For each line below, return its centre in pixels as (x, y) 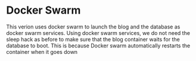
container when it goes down (42, 52)
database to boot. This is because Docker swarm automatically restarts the (98, 46)
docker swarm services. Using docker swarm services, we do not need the (98, 33)
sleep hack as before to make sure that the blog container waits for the (93, 39)
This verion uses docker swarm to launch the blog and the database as (93, 27)
